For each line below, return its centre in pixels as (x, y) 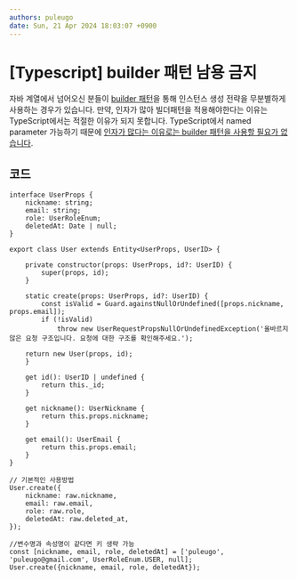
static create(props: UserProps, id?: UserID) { (117, 296)
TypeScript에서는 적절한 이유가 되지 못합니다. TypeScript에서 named (130, 121)
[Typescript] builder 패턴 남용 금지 (133, 72)
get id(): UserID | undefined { (85, 378)
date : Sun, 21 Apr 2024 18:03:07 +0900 (83, 26)
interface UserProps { (51, 195)
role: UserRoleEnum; (63, 219)
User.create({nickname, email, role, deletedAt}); (105, 568)
